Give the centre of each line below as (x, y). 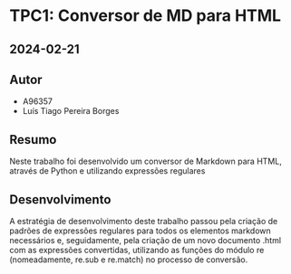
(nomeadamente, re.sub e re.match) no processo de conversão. (129, 260)
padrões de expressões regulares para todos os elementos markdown (141, 231)
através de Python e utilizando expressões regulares (107, 171)
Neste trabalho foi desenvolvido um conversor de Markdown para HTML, (146, 161)
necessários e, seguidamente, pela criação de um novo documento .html (145, 241)
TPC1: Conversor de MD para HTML (145, 16)
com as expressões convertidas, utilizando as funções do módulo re (137, 250)
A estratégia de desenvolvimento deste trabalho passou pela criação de (144, 222)
